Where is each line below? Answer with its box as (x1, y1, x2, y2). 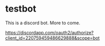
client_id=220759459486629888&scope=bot (5, 35, 100, 41)
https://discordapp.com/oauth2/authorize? (5, 29, 94, 35)
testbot (5, 3, 36, 15)
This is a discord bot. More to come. (5, 20, 81, 26)
